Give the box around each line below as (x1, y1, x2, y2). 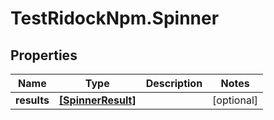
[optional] (212, 93, 259, 107)
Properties (10, 47, 78, 64)
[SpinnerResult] (58, 93, 137, 107)
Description (145, 77, 203, 90)
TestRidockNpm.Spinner (10, 7, 220, 30)
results (15, 93, 50, 107)
